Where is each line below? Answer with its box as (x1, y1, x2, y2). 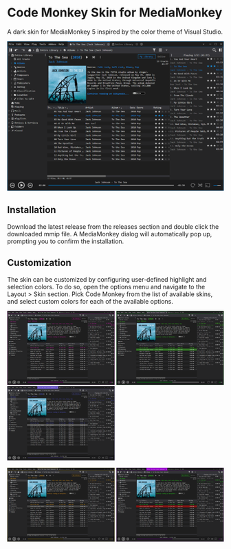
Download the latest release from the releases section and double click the (7, 222, 219, 231)
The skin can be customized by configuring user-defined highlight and (7, 275, 207, 283)
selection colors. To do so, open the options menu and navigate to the (7, 282, 206, 291)
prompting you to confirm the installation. (7, 237, 124, 245)
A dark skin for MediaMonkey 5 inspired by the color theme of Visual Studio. (7, 27, 223, 36)
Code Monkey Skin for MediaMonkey (7, 5, 223, 21)
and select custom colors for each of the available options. (7, 297, 174, 305)
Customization (7, 257, 72, 269)
